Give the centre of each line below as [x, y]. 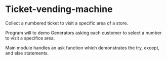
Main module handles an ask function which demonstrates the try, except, [82, 47]
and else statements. [27, 53]
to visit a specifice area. [30, 38]
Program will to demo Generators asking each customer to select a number [83, 32]
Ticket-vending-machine [59, 9]
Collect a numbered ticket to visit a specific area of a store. [67, 23]
